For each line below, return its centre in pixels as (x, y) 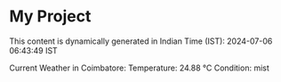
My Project (50, 16)
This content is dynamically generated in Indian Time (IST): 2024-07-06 (141, 41)
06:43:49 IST (33, 50)
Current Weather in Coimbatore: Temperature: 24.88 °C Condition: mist (139, 68)
